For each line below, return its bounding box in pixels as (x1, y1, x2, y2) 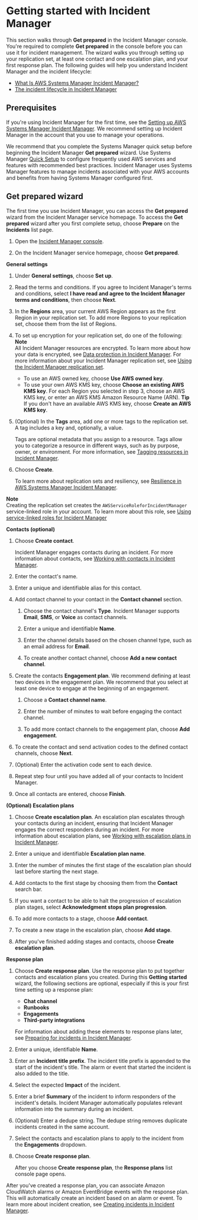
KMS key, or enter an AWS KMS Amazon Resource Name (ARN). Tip (23, 393, 190, 401)
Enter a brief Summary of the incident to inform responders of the (14, 1092, 176, 1100)
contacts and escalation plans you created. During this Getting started (14, 973, 187, 980)
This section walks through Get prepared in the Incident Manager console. (6, 36, 188, 43)
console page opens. (14, 1170, 66, 1177)
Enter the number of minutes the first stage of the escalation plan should (14, 861, 192, 868)
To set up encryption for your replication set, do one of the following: (14, 332, 183, 339)
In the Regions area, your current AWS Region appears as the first (14, 307, 176, 315)
